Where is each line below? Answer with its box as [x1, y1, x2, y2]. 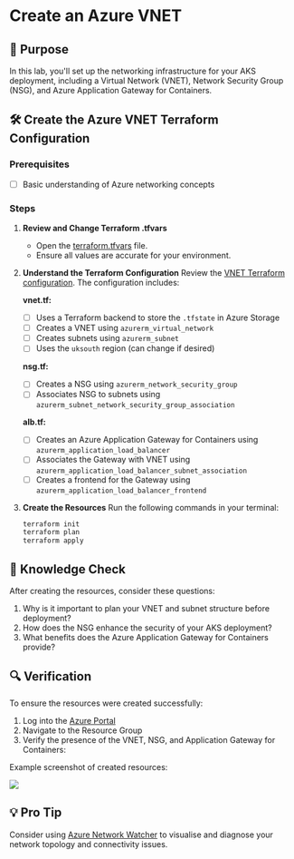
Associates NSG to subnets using [35, 389, 161, 400]
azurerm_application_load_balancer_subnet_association [35, 466, 247, 475]
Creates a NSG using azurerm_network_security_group [35, 378, 238, 390]
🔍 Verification [9, 669, 92, 685]
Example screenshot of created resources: [9, 761, 168, 772]
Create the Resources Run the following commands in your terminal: [22, 502, 280, 512]
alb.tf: [22, 416, 47, 427]
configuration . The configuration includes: [22, 278, 180, 288]
